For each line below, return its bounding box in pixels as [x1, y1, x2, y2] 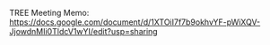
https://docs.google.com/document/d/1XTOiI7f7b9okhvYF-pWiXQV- [9, 17, 261, 27]
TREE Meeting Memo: [9, 8, 90, 18]
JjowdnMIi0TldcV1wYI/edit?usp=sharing [9, 26, 159, 36]
